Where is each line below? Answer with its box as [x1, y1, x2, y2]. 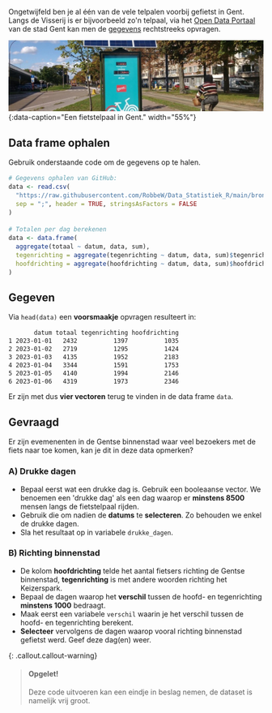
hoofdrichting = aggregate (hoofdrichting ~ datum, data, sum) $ [15, 260, 233, 268]
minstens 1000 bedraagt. [19, 600, 106, 610]
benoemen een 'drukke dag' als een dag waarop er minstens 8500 [19, 492, 245, 502]
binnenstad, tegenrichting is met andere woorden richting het [19, 574, 227, 584]
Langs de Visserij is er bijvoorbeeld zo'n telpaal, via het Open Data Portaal [8, 15, 256, 25]
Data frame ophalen [8, 135, 111, 149]
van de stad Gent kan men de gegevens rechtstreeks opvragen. [8, 24, 221, 33]
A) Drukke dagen [8, 466, 77, 477]
